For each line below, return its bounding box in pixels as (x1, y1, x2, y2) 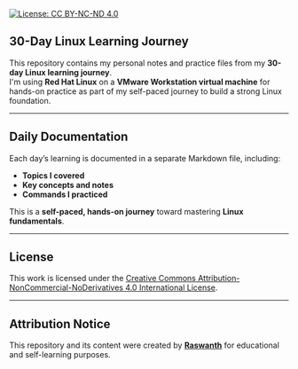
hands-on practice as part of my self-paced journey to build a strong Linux (9, 85, 282, 97)
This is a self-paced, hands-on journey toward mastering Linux (9, 206, 244, 216)
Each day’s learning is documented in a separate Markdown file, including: (9, 153, 281, 163)
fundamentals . (9, 216, 65, 226)
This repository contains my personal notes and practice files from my (9, 58, 266, 68)
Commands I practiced (21, 189, 108, 200)
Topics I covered (21, 169, 85, 181)
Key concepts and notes (21, 179, 114, 190)
